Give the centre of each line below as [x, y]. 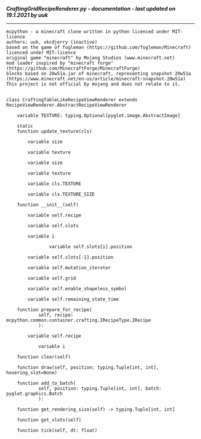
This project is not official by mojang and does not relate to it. [93, 84]
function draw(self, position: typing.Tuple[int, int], [88, 368]
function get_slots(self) [49, 420]
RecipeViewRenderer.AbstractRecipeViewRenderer [67, 105]
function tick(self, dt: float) [57, 431]
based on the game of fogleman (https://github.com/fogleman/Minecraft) [99, 47]
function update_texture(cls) [55, 131]
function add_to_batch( [47, 383]
